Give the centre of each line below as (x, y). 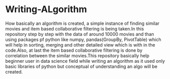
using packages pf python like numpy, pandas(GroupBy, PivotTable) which (83, 39)
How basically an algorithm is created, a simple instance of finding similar (82, 23)
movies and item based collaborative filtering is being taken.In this (75, 28)
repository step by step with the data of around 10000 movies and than (80, 34)
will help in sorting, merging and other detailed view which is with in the (80, 45)
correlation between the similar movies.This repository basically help (77, 55)
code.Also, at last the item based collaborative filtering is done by (74, 50)
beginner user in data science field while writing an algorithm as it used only (85, 61)
